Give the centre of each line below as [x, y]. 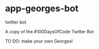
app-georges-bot [42, 9]
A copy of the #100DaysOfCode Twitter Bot [49, 31]
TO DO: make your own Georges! [39, 41]
